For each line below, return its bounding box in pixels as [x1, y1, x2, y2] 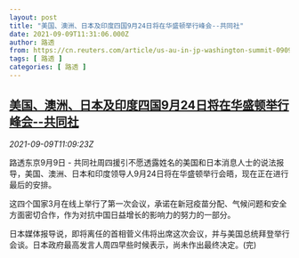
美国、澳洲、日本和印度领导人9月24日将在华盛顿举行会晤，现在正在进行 [24, 168, 289, 179]
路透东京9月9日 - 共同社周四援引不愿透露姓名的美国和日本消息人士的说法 [9, 157, 277, 167]
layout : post [9, 12, 58, 22]
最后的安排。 [9, 179, 56, 189]
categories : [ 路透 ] [9, 63, 87, 72]
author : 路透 [9, 37, 55, 47]
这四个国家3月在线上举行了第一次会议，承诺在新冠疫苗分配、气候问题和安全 [9, 198, 287, 209]
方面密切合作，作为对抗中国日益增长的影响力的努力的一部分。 [9, 209, 236, 220]
